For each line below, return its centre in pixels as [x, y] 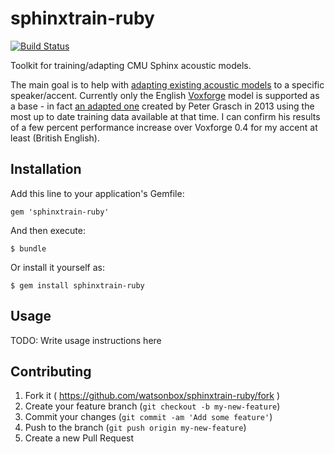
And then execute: [48, 230]
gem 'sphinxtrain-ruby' [60, 212]
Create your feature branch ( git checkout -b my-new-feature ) [152, 406]
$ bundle [28, 248]
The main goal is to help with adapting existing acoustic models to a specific [167, 84]
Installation [46, 169]
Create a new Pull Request [79, 438]
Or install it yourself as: [57, 267]
